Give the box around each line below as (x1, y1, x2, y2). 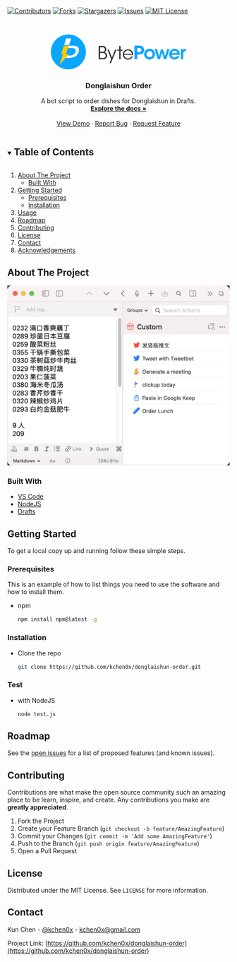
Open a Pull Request (17, 847, 78, 855)
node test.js (17, 711, 56, 718)
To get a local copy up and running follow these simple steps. (7, 547, 186, 555)
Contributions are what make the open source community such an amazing (7, 788, 226, 797)
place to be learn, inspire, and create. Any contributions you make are (7, 795, 210, 804)
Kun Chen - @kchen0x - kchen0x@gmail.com (7, 925, 141, 934)
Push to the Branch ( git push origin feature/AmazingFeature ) (17, 839, 200, 848)
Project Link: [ (7, 939, 48, 947)
